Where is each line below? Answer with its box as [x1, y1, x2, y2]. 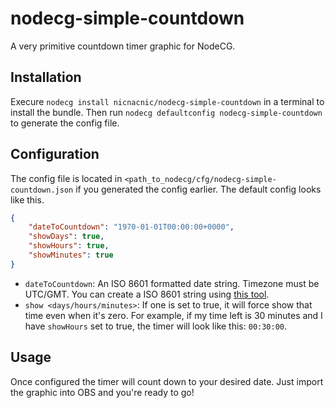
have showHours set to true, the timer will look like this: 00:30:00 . [24, 320, 288, 332]
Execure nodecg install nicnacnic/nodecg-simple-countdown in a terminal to [10, 95, 325, 107]
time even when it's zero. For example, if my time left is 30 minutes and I [24, 309, 323, 321]
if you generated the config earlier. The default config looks [75, 183, 322, 195]
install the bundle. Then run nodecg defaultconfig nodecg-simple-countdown [10, 106, 323, 118]
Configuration [10, 146, 100, 163]
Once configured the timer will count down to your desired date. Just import [10, 375, 324, 387]
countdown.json [10, 185, 74, 195]
